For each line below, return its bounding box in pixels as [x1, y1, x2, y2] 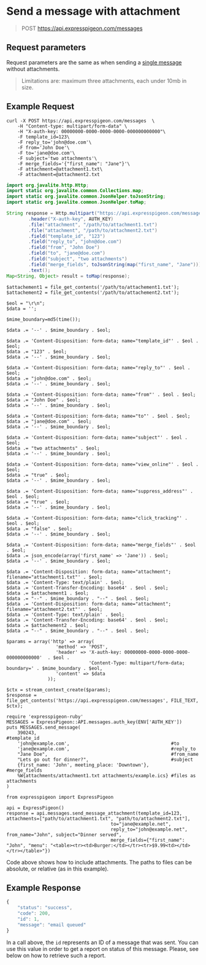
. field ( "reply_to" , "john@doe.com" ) [28, 239, 122, 245]
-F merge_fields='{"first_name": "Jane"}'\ [17, 161, 131, 167]
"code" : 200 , [17, 910, 51, 917]
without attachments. [6, 65, 60, 72]
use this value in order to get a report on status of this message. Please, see [6, 945, 199, 952]
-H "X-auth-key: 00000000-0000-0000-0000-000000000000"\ [17, 128, 166, 134]
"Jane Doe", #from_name [17, 751, 199, 757]
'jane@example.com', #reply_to [17, 745, 196, 752]
